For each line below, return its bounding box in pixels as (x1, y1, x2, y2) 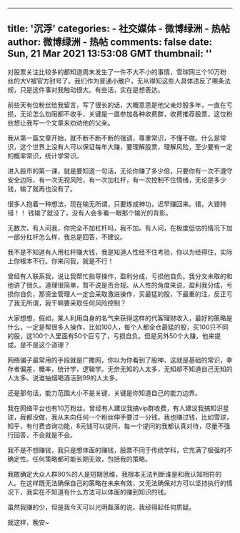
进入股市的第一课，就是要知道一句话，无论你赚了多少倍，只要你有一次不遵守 (7, 166, 233, 175)
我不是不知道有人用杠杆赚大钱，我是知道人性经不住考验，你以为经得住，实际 (7, 248, 233, 256)
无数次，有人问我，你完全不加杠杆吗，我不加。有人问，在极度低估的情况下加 (7, 223, 233, 232)
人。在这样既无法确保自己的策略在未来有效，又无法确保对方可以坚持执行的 (7, 479, 226, 487)
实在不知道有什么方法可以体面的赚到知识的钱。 (31, 487, 170, 496)
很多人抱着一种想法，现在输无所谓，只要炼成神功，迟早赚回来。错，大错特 (7, 199, 226, 208)
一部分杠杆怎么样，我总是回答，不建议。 (7, 233, 126, 241)
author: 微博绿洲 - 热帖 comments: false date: (7, 36, 213, 49)
